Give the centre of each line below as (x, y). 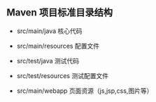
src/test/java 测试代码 (48, 60)
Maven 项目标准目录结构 (60, 13)
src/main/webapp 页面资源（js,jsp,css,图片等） (85, 91)
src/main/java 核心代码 (49, 31)
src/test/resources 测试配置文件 (63, 75)
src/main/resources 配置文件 (58, 46)
